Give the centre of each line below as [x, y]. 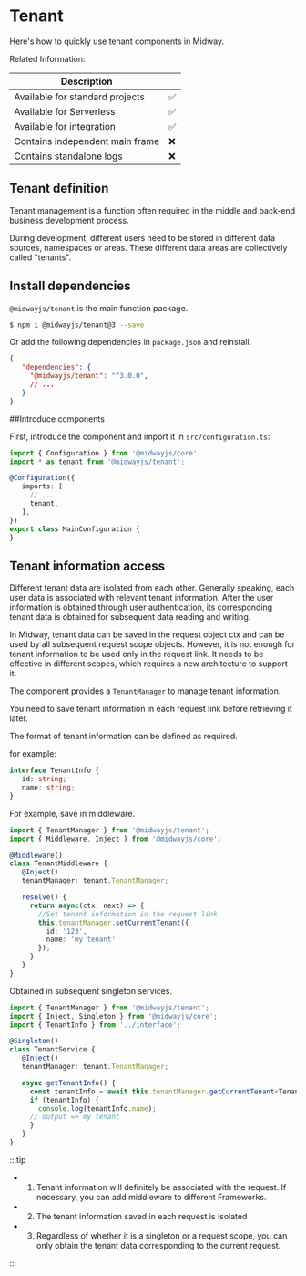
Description [87, 81]
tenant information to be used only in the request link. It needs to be [137, 654]
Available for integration [65, 126]
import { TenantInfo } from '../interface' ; [95, 1025]
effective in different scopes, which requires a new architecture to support [149, 664]
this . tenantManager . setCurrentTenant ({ [113, 923]
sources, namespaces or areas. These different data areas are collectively [148, 247]
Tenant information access [87, 565]
